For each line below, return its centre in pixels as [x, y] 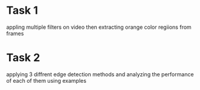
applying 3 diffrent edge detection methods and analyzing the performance [100, 74]
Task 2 [23, 58]
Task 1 [22, 10]
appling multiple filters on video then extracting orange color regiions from [99, 27]
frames [15, 33]
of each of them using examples [46, 80]
